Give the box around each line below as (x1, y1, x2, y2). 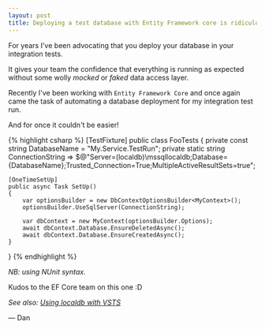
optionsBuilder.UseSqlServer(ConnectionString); (22, 203, 185, 211)
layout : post (8, 11, 51, 20)
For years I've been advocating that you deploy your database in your (8, 40, 234, 50)
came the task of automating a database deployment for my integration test (8, 96, 254, 106)
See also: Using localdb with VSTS (8, 297, 121, 307)
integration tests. (8, 49, 63, 58)
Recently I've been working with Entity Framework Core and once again (8, 88, 241, 97)
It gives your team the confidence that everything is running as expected (8, 64, 244, 73)
